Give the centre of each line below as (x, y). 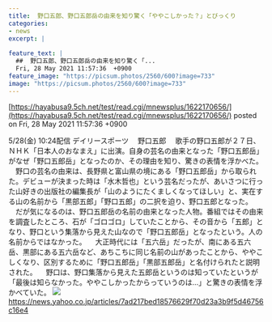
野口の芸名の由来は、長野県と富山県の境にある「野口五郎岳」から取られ (136, 171)
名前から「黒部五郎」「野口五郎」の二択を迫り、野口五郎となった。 (141, 201)
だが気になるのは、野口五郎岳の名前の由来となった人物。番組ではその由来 (139, 211)
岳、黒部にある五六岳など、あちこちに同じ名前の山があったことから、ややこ (136, 252)
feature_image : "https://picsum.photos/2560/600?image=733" (112, 76)
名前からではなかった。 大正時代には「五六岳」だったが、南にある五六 (130, 241)
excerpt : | (27, 38)
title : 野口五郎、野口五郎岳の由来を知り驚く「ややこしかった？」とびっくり (122, 16)
